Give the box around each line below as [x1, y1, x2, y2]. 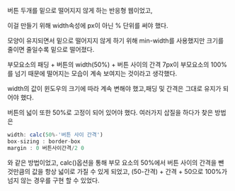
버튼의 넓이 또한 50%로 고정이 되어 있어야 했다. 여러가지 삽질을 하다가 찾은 [7, 109, 214, 116]
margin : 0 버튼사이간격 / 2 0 [7, 144, 85, 151]
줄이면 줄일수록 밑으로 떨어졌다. [7, 45, 95, 53]
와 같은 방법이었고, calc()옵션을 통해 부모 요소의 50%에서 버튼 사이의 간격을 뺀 [7, 158, 224, 167]
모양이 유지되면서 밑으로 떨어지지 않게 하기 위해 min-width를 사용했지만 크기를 [7, 36, 224, 45]
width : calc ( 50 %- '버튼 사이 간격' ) [7, 131, 104, 138]
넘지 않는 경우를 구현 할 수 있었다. [7, 176, 100, 185]
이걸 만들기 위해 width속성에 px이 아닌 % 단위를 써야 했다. [7, 21, 168, 30]
